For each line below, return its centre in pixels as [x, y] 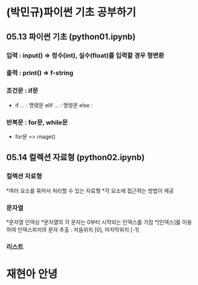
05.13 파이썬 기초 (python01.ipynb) [71, 37]
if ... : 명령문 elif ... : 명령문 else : [54, 105]
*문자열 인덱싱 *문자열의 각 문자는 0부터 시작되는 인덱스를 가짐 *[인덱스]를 [94, 222]
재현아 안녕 [32, 274]
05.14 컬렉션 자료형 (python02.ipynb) [75, 158]
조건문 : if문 [22, 91]
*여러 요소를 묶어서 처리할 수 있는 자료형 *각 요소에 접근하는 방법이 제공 [90, 191]
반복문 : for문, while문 [37, 122]
